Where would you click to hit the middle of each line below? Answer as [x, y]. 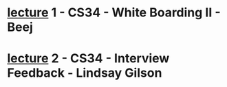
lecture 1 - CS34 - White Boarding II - [114, 13]
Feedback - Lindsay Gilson [85, 73]
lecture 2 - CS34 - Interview [88, 59]
